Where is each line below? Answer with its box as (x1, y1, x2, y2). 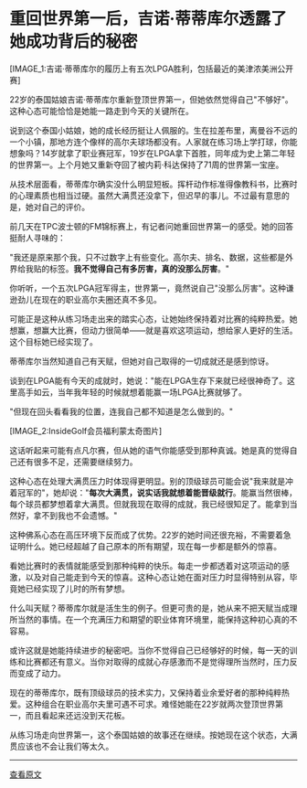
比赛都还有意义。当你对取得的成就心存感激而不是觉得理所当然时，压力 (25, 655, 290, 667)
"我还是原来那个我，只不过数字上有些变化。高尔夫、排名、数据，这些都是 (9, 251, 286, 262)
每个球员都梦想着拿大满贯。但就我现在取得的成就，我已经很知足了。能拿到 (9, 498, 290, 509)
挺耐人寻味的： (9, 232, 66, 243)
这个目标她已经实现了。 (9, 335, 98, 347)
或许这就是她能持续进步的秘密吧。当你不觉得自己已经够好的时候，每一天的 (9, 644, 290, 655)
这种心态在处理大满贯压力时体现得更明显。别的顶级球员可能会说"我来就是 (9, 475, 286, 486)
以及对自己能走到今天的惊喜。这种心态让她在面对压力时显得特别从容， (25, 571, 290, 582)
